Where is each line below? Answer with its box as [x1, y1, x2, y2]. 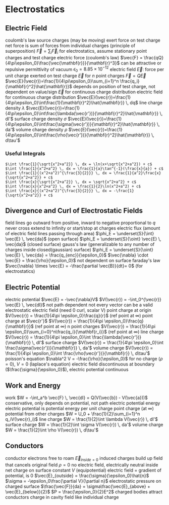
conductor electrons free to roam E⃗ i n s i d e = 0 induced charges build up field [5, 455, 163, 462]
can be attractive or [121, 60, 161, 66]
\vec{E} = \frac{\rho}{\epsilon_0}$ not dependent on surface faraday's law [5, 258, 160, 264]
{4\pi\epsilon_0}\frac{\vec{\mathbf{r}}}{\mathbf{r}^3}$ [5, 60, 120, 66]
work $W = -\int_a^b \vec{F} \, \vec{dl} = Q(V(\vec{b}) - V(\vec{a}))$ [5, 394, 148, 401]
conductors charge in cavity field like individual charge [5, 494, 119, 500]
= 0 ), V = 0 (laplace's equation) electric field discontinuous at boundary [5, 361, 155, 367]
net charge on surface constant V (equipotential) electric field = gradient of [5, 467, 162, 473]
